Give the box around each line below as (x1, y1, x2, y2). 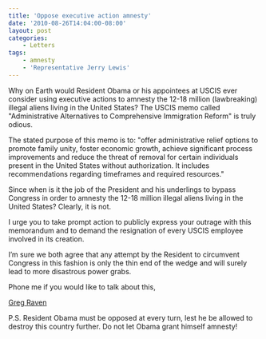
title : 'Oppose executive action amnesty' (8, 11, 152, 20)
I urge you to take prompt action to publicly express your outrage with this (8, 217, 252, 226)
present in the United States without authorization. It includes (8, 161, 210, 170)
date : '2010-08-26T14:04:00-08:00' (8, 19, 127, 27)
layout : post (8, 26, 52, 34)
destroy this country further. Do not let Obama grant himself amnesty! (8, 321, 238, 331)
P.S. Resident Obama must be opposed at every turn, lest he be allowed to (8, 313, 253, 322)
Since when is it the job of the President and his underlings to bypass (8, 185, 236, 194)
